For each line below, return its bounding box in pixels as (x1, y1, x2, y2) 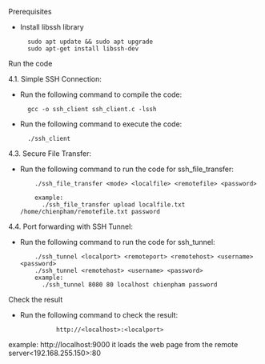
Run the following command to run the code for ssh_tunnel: (19, 238, 215, 246)
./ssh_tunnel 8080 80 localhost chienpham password (41, 281, 218, 289)
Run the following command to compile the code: (19, 90, 183, 99)
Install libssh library (19, 22, 84, 31)
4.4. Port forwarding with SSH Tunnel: (8, 222, 134, 231)
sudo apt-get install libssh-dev (27, 45, 139, 53)
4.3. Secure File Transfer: (8, 149, 92, 158)
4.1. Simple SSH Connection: (8, 74, 102, 83)
